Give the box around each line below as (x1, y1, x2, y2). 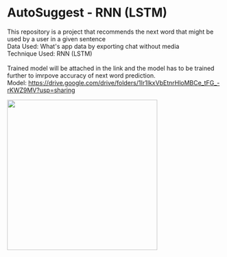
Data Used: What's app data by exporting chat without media (7, 42, 180, 50)
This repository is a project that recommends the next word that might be (7, 27, 214, 36)
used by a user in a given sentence (7, 34, 106, 43)
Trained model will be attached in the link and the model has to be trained (7, 64, 215, 72)
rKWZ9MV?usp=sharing (7, 86, 75, 94)
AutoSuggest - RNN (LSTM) (7, 5, 168, 21)
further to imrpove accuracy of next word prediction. (7, 71, 156, 80)
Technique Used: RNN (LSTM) (7, 49, 93, 58)
